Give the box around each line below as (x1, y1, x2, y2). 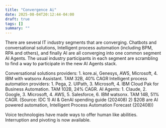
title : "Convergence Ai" (5, 7, 57, 12)
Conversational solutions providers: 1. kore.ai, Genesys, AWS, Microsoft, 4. (5, 70, 158, 76)
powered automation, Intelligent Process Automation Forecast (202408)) (5, 102, 154, 108)
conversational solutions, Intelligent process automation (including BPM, (5, 45, 153, 51)
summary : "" (5, 26, 30, 31)
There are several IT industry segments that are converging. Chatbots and (5, 39, 157, 45)
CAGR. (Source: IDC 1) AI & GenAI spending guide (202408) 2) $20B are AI (5, 97, 158, 103)
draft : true (5, 16, 30, 21)
